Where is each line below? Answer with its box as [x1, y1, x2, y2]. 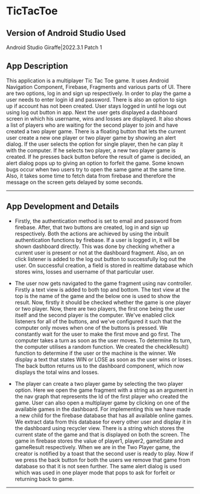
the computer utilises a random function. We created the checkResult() [14, 343, 189, 350]
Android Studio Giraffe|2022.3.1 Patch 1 [6, 44, 102, 51]
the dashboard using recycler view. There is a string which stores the [14, 424, 185, 431]
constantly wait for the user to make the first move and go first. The [14, 330, 181, 337]
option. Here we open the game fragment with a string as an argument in [14, 386, 193, 394]
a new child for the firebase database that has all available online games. [14, 412, 193, 419]
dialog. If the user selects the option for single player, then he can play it [6, 140, 183, 148]
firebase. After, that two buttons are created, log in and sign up [14, 223, 169, 231]
